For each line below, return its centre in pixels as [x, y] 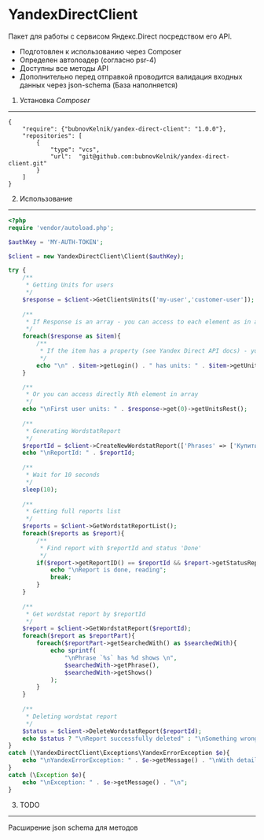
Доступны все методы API [64, 68]
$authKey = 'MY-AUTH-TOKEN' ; [56, 242]
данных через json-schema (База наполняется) [99, 85]
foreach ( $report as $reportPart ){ [79, 636]
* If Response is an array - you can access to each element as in [138, 322]
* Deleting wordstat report [71, 716]
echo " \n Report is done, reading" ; [108, 570]
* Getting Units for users [70, 285]
